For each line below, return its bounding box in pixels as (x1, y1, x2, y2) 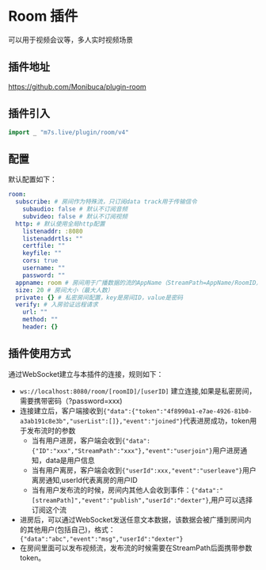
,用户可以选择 (208, 495, 253, 504)
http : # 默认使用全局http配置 (15, 219, 105, 228)
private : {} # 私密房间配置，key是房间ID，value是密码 (15, 294, 184, 302)
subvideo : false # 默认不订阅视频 (22, 212, 128, 220)
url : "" (22, 308, 47, 317)
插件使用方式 (8, 347, 71, 360)
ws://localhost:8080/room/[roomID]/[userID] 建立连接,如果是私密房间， (19, 386, 256, 396)
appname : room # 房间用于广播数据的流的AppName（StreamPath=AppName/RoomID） (15, 279, 263, 287)
